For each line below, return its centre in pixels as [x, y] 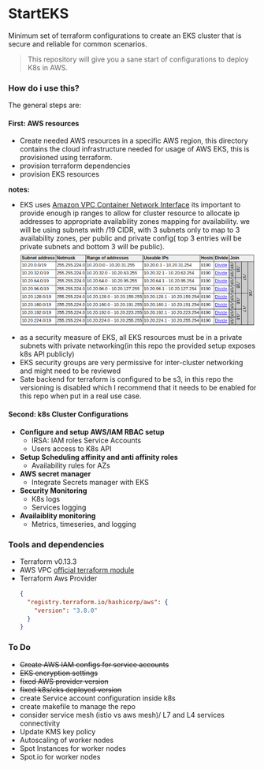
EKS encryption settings [59, 673]
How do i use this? [44, 88]
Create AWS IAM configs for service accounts [94, 664]
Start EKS [39, 14]
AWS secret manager [55, 473]
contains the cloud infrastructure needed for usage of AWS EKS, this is [134, 149]
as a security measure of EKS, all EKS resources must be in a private [131, 338]
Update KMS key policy [58, 731]
